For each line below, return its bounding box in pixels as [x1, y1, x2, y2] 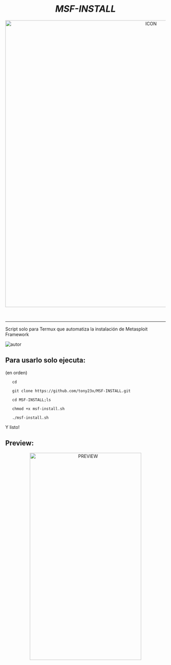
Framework [5, 331, 29, 337]
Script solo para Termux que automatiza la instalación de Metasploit [5, 326, 148, 332]
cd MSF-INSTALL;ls [12, 397, 51, 402]
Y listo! [5, 424, 20, 430]
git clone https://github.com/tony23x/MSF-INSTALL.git [12, 388, 131, 393]
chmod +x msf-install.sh [12, 406, 65, 411]
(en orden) [5, 369, 27, 375]
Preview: [5, 439, 34, 448]
